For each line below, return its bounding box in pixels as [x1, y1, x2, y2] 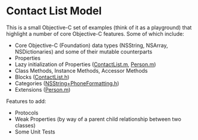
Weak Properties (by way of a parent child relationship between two [14, 115, 181, 123]
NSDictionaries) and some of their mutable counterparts [14, 48, 153, 55]
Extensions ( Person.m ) [14, 86, 71, 93]
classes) [14, 122, 36, 129]
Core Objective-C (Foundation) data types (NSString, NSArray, [14, 42, 168, 49]
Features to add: [6, 97, 46, 105]
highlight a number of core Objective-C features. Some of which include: [6, 30, 184, 37]
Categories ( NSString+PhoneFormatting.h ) [14, 79, 120, 87]
